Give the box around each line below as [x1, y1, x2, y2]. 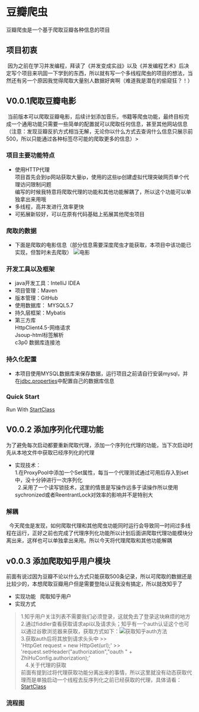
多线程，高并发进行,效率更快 [14, 203, 84, 210]
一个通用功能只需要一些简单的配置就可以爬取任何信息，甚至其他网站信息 [11, 120, 188, 128]
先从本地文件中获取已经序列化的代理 [6, 449, 95, 456]
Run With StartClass [6, 406, 55, 413]
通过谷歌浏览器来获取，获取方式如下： [25, 627, 120, 635]
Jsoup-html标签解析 [14, 332, 64, 339]
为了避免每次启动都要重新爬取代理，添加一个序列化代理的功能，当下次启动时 [6, 441, 193, 449]
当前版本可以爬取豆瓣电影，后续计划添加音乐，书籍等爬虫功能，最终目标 [7, 113, 184, 120]
